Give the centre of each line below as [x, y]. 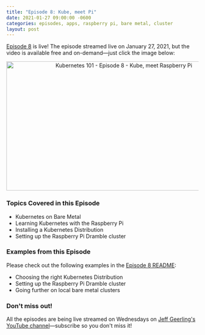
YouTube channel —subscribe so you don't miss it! [69, 326]
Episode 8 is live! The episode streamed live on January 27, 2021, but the [98, 46]
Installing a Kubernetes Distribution [59, 229]
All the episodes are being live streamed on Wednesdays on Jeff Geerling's [101, 319]
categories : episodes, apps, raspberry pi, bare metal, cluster [90, 23]
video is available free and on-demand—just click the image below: [91, 53]
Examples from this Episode [49, 252]
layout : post [23, 29]
